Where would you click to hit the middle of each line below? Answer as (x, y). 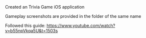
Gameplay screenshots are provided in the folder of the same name (73, 16)
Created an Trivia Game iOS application (45, 7)
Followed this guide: (25, 25)
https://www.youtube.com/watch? (81, 25)
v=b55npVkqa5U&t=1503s (31, 31)
